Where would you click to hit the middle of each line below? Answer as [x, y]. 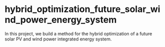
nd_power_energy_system [61, 20]
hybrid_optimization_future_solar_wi [82, 9]
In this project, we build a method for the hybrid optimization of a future [78, 33]
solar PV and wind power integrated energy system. [58, 39]
